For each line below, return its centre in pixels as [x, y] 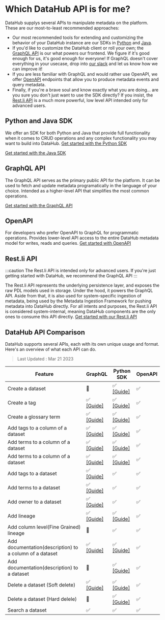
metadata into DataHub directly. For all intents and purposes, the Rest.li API [81, 306]
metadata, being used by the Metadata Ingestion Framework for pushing [78, 301]
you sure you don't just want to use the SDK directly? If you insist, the [82, 95]
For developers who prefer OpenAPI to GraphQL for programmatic [72, 233]
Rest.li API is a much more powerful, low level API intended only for [80, 100]
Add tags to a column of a [37, 428]
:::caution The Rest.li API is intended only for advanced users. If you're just [81, 271]
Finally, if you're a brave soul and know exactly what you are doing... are [85, 90]
